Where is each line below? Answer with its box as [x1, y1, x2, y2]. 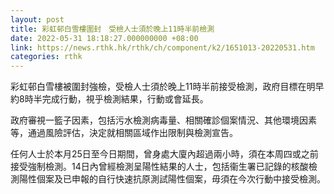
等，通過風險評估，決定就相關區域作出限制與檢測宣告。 [10, 127, 238, 139]
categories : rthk [10, 52, 83, 62]
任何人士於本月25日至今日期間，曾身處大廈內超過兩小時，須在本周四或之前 [10, 148, 319, 160]
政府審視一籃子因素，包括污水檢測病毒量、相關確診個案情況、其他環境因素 [10, 114, 317, 126]
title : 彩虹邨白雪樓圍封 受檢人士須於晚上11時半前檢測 [10, 24, 215, 34]
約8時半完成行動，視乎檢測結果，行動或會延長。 [10, 93, 209, 105]
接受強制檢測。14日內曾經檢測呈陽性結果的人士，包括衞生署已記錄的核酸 [10, 161, 309, 173]
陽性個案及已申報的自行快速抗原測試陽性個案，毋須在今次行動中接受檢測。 [18, 173, 326, 185]
